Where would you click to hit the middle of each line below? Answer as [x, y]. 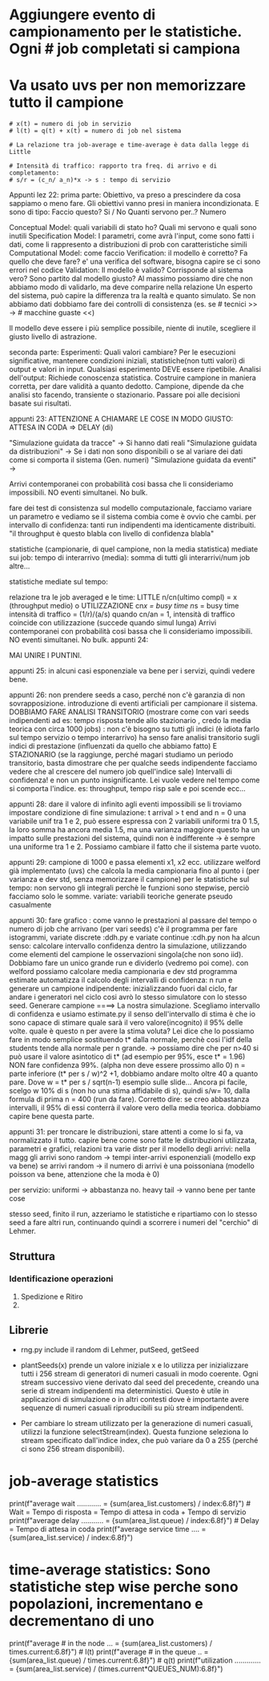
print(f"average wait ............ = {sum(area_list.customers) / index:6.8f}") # [130, 1503]
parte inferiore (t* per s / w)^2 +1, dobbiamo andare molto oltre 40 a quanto [134, 1074]
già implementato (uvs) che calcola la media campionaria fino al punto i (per [134, 871]
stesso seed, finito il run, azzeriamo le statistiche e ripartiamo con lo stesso [133, 1214]
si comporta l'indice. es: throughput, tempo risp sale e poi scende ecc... [128, 789]
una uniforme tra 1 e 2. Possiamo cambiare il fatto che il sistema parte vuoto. [135, 847]
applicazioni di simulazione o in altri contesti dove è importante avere [134, 1399]
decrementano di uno [82, 1620]
